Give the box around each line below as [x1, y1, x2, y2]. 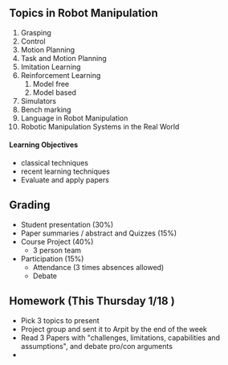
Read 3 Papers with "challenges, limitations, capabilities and [20, 333, 220, 342]
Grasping [20, 27, 51, 37]
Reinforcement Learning [20, 70, 101, 80]
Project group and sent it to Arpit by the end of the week [20, 324, 208, 334]
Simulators [20, 96, 57, 105]
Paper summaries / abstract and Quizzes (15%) [20, 228, 177, 238]
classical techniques [20, 158, 89, 168]
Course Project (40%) [20, 236, 94, 246]
